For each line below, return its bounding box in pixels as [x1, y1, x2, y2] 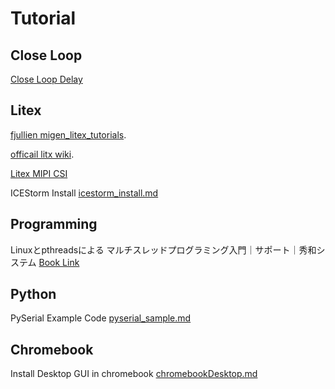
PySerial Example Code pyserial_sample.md [10, 312, 192, 324]
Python [10, 286, 57, 303]
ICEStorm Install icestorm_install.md [10, 187, 159, 199]
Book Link [38, 256, 80, 268]
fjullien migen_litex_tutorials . [10, 128, 127, 141]
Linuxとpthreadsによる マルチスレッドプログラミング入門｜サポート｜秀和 [10, 243, 317, 256]
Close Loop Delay [10, 73, 83, 85]
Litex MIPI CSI [10, 167, 68, 179]
